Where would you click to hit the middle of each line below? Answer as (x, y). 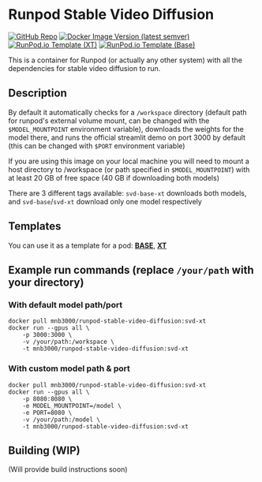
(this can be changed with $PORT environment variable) (97, 146)
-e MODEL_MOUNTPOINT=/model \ (72, 405)
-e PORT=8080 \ (47, 413)
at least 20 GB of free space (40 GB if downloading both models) (114, 177)
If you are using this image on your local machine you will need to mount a (129, 161)
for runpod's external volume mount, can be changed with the (109, 121)
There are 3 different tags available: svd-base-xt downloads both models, (127, 193)
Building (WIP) (44, 450)
